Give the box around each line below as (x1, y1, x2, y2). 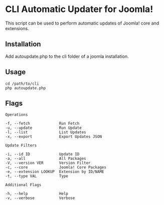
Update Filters (5, 143, 37, 148)
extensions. (5, 25, 29, 31)
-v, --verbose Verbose (5, 195, 75, 201)
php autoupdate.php (5, 85, 46, 91)
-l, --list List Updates (5, 130, 86, 135)
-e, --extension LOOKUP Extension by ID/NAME (5, 169, 104, 174)
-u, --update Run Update (5, 125, 82, 131)
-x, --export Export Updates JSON (5, 134, 102, 139)
